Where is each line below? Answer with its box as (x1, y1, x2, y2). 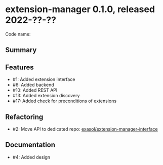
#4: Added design (12, 154, 51, 160)
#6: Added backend (12, 82, 54, 88)
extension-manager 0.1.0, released (5, 4, 155, 15)
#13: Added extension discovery (12, 93, 80, 99)
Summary (5, 46, 37, 54)
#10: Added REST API (12, 87, 58, 93)
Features (5, 63, 34, 71)
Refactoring (5, 112, 44, 121)
